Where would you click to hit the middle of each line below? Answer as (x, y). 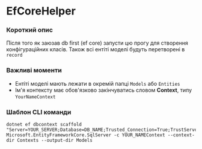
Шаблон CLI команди (39, 112)
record (14, 55)
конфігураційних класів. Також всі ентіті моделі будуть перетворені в (96, 49)
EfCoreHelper (41, 11)
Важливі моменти (34, 71)
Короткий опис (29, 30)
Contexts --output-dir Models (55, 141)
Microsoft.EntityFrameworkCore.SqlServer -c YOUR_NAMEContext (86, 135)
